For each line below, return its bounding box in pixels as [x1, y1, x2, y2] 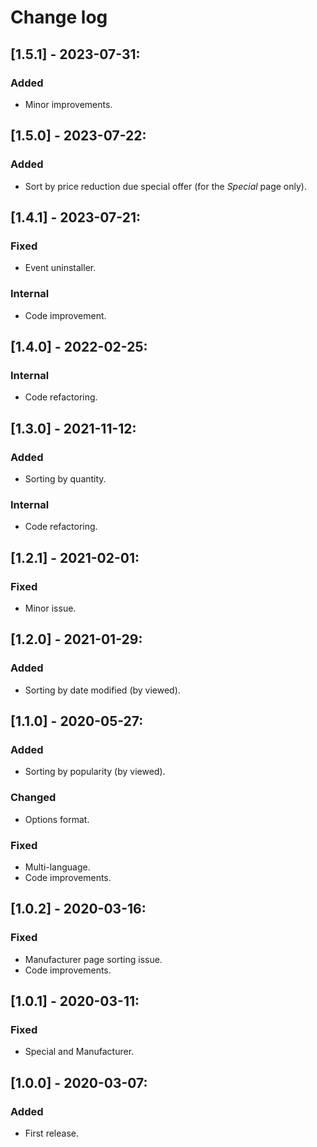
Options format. [24, 813, 90, 825]
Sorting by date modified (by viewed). [24, 684, 181, 696]
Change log [10, 6, 108, 29]
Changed [10, 791, 57, 805]
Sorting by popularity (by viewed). [24, 766, 166, 778]
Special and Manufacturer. [24, 1046, 135, 1058]
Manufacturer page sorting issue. [24, 953, 163, 965]
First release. [24, 1127, 79, 1139]
